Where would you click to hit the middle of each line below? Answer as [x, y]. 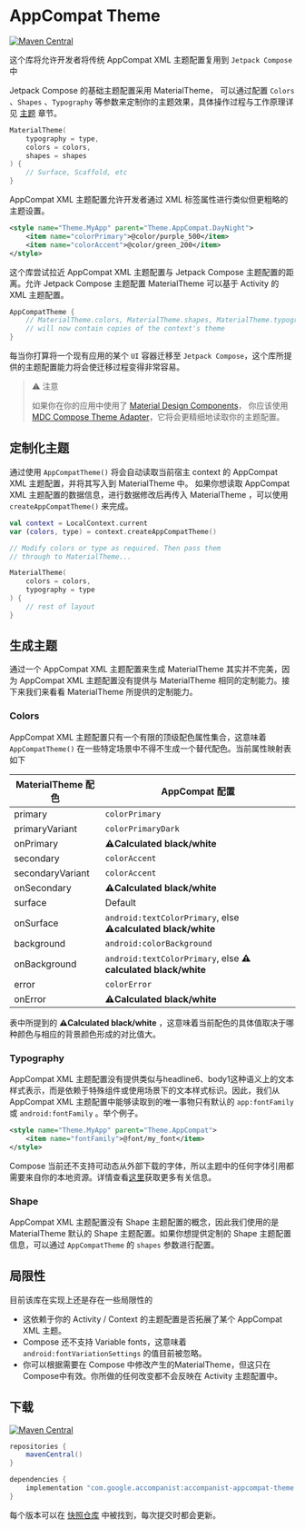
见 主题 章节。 [35, 113]
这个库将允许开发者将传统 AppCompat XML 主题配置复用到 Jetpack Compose [151, 59]
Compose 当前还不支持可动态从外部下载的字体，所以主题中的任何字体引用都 [152, 1166]
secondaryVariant [52, 873]
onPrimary [36, 843]
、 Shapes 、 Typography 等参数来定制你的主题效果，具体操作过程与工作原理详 [152, 102]
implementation [54, 1488]
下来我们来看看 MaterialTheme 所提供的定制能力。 [103, 692]
